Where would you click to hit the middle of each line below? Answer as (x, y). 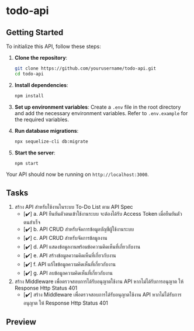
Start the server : (35, 153)
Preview (21, 322)
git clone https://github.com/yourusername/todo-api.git (85, 68)
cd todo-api (29, 74)
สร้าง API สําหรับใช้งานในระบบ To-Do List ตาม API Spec (74, 207)
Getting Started (35, 32)
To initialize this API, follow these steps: (53, 46)
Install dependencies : (41, 85)
